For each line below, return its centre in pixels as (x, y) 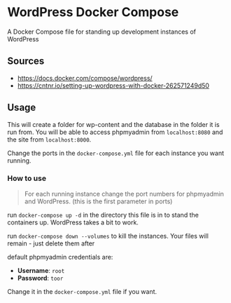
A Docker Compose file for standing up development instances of (102, 32)
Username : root (41, 270)
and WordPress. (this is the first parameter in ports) (98, 201)
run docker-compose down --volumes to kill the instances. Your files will (108, 236)
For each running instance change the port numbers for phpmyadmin (124, 194)
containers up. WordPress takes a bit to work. (73, 222)
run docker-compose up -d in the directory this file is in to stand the (103, 215)
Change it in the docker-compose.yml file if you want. (82, 291)
